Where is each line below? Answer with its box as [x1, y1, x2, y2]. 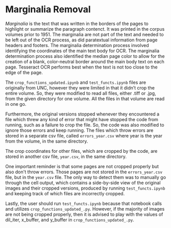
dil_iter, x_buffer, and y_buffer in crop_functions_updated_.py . [5, 216, 134, 223]
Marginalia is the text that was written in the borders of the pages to [5, 20, 149, 27]
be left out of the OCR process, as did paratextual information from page [5, 37, 158, 43]
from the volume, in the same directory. [5, 138, 88, 144]
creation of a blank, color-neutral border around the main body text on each [5, 58, 165, 64]
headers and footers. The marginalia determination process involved [5, 42, 149, 48]
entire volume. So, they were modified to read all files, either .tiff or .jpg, [5, 90, 157, 96]
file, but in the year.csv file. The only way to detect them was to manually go [5, 174, 166, 180]
